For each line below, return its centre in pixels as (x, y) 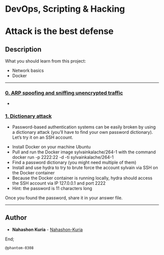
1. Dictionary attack (29, 116)
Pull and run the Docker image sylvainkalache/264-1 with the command (84, 152)
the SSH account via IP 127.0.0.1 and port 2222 (59, 183)
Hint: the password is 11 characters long (52, 188)
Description (23, 49)
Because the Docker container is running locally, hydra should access (82, 178)
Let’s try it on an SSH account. (42, 137)
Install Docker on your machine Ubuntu (51, 147)
